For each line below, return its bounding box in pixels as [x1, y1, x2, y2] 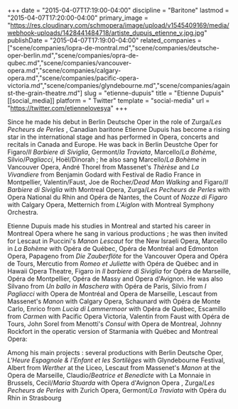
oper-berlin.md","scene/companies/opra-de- [7, 51, 139, 60]
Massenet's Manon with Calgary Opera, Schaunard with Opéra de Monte [7, 297, 221, 306]
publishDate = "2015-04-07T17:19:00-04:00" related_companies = [7, 36, 202, 45]
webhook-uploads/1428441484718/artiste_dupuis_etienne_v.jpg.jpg [7, 28, 205, 37]
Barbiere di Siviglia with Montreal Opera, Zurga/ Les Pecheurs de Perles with [7, 186, 230, 194]
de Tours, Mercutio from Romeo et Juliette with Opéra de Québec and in [7, 259, 219, 268]
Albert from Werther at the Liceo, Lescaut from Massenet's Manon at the [7, 364, 221, 371]
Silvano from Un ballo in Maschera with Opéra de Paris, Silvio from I [7, 282, 207, 290]
